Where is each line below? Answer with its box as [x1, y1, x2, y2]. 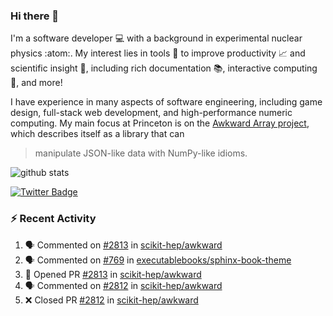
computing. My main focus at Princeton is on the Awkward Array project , [10, 117, 310, 129]
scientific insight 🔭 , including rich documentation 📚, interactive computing [10, 62, 318, 74]
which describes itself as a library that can [10, 128, 185, 140]
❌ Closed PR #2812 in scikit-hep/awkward [24, 294, 199, 306]
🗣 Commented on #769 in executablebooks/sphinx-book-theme [24, 254, 292, 266]
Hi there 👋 [10, 9, 60, 23]
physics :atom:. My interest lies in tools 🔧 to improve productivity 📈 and [10, 47, 306, 59]
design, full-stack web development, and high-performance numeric [10, 107, 293, 119]
